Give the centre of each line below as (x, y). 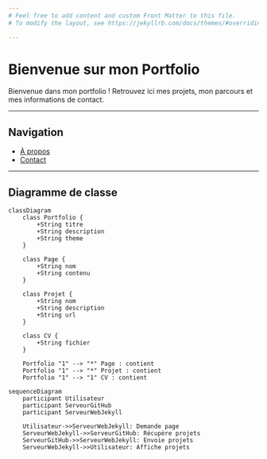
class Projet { (48, 294)
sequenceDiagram (35, 392)
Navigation (36, 132)
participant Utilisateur (64, 399)
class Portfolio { (53, 218)
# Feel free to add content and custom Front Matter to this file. (122, 16)
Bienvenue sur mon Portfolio (104, 69)
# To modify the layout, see (56, 23)
